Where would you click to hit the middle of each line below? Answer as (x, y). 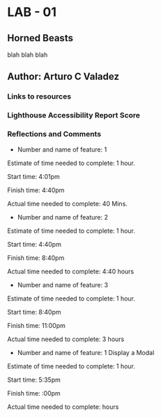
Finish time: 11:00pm (37, 325)
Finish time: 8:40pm (36, 258)
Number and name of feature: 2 (62, 217)
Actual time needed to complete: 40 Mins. (67, 203)
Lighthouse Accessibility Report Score (74, 115)
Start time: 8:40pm (34, 312)
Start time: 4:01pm (34, 176)
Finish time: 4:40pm (36, 190)
